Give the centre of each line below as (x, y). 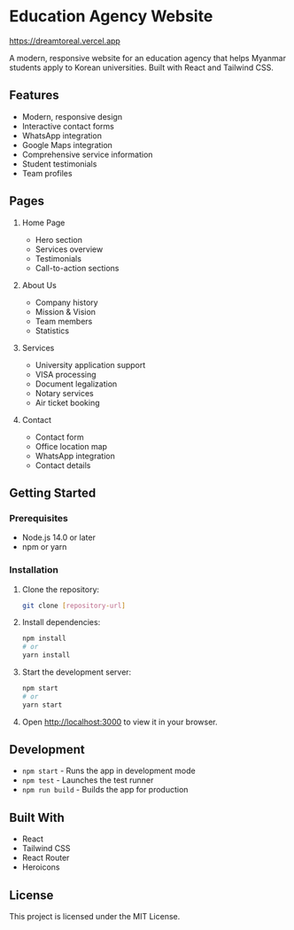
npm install (44, 639)
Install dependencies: (61, 622)
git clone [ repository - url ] (73, 606)
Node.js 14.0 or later (58, 537)
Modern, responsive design (72, 116)
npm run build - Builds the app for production (105, 790)
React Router (46, 858)
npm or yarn (44, 547)
